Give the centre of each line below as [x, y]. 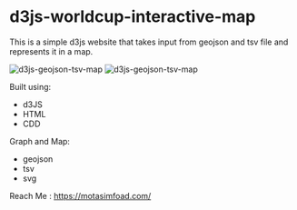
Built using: [30, 86]
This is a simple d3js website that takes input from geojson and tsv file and [149, 42]
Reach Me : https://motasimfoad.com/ [80, 195]
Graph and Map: [40, 141]
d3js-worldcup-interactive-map [133, 17]
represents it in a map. [51, 51]
